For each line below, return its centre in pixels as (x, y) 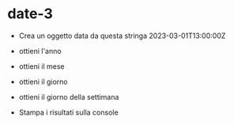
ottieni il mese (42, 66)
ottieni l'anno (40, 51)
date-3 (30, 14)
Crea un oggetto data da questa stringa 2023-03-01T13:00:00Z (122, 36)
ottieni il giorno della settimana (69, 97)
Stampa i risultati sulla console (69, 112)
